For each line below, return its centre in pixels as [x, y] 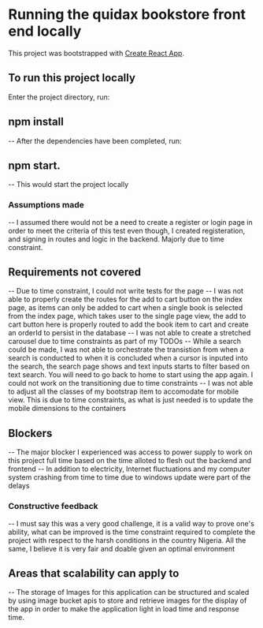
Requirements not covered [75, 273]
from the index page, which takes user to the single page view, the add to [127, 316]
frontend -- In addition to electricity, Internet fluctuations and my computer [129, 469]
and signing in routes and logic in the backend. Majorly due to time [116, 239]
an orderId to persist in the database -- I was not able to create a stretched [130, 333]
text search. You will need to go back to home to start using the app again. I [131, 375]
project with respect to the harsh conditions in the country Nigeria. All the [127, 540]
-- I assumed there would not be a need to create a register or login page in [131, 222]
